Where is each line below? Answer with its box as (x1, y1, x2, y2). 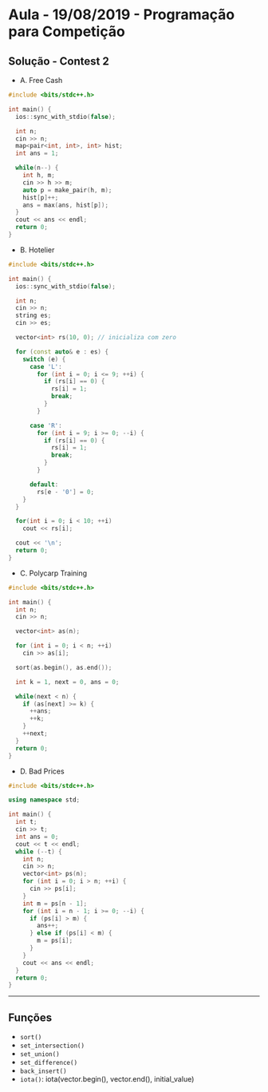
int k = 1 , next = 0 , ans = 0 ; (15, 678, 120, 686)
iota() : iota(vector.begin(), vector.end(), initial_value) (19, 1074, 195, 1084)
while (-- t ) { (15, 848, 62, 856)
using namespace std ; (8, 796, 81, 804)
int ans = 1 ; (15, 149, 59, 157)
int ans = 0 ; (15, 833, 59, 841)
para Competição (8, 22, 125, 41)
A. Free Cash (19, 76, 63, 85)
